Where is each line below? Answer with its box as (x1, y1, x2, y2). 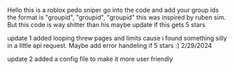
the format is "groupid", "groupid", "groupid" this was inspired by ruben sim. (7, 13, 226, 21)
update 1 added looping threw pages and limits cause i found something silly (7, 34, 227, 42)
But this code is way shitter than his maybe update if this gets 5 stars (7, 21, 206, 28)
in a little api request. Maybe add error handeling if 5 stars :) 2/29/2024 (7, 42, 212, 49)
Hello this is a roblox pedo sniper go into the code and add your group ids (7, 6, 219, 14)
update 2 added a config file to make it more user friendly (7, 55, 173, 63)
